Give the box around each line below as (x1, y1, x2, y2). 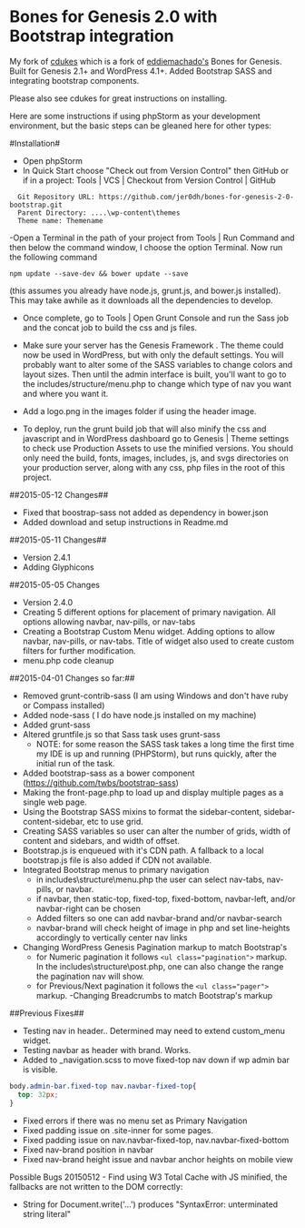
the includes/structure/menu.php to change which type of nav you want (22, 378, 292, 389)
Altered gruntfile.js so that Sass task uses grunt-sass (22, 728, 221, 739)
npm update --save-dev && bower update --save (9, 269, 189, 279)
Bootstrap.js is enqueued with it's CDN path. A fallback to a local (22, 845, 265, 856)
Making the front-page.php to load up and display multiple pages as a (22, 787, 284, 797)
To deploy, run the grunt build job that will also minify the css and (22, 423, 267, 434)
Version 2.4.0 (22, 596, 74, 607)
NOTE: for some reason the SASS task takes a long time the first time (35, 738, 295, 749)
